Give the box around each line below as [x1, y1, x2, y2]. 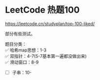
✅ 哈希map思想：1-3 [5, 47, 47, 53]
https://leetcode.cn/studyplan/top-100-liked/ [5, 20, 95, 27]
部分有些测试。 [5, 31, 35, 36]
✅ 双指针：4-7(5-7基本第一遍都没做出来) [5, 53, 87, 59]
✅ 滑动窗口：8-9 [5, 59, 39, 65]
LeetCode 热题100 [5, 4, 80, 16]
